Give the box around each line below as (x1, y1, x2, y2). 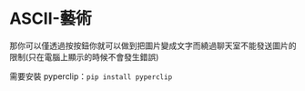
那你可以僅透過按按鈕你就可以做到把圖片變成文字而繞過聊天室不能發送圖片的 (9, 40, 297, 51)
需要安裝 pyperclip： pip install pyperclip (9, 70, 173, 82)
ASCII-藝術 (9, 8, 93, 29)
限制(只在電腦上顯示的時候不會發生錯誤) (9, 51, 159, 62)
